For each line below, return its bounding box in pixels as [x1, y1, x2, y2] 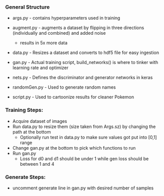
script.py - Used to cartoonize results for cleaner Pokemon [12, 94, 134, 100]
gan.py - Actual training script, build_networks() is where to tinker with [12, 59, 158, 66]
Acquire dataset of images [12, 118, 68, 124]
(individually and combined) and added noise [12, 30, 106, 36]
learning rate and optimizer [12, 64, 69, 71]
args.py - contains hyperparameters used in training [12, 15, 120, 21]
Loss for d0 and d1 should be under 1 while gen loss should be [20, 155, 149, 162]
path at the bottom [12, 128, 51, 135]
